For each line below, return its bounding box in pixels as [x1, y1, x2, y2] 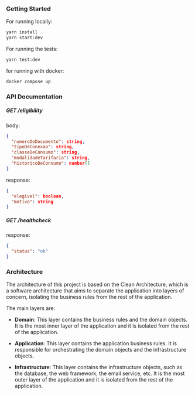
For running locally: [6, 18, 53, 25]
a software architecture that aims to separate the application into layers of [6, 287, 184, 294]
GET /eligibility [6, 107, 43, 114]
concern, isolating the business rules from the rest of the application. [6, 294, 173, 301]
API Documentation [6, 93, 63, 101]
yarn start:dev [6, 35, 43, 41]
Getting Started [6, 5, 51, 13]
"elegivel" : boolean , [11, 193, 64, 199]
